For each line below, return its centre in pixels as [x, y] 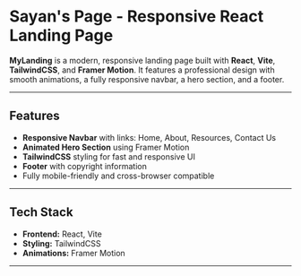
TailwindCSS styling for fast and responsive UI [108, 156]
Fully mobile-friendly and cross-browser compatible [118, 176]
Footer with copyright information [85, 166]
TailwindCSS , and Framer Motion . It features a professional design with [142, 70]
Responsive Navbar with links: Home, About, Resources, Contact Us [149, 137]
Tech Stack [41, 212]
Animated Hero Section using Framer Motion [106, 147]
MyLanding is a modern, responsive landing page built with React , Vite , [142, 60]
